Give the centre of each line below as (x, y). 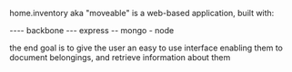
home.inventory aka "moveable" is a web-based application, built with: (142, 13)
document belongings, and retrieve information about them (120, 57)
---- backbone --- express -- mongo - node (92, 30)
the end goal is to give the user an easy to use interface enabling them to (146, 48)
